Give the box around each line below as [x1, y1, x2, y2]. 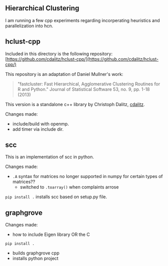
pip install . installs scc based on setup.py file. [5, 194, 107, 200]
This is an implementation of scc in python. [5, 154, 94, 160]
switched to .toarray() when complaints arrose [20, 184, 119, 190]
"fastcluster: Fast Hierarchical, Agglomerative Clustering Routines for [17, 80, 160, 87]
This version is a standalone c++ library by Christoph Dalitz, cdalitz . [5, 101, 145, 107]
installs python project [12, 255, 59, 261]
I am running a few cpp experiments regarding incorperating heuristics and [5, 17, 160, 23]
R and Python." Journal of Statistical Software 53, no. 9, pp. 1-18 [17, 86, 150, 92]
